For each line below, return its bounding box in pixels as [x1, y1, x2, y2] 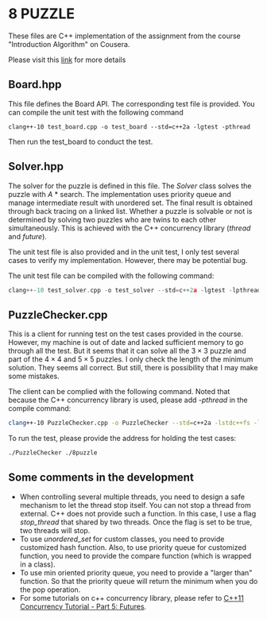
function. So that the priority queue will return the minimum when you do [19, 576, 258, 586]
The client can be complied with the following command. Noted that [8, 387, 230, 397]
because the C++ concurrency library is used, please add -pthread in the [8, 395, 248, 405]
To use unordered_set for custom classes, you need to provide [19, 534, 225, 544]
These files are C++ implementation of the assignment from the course [8, 31, 241, 41]
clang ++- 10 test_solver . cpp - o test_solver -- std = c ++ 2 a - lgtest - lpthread [8, 286, 261, 294]
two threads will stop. [19, 525, 91, 535]
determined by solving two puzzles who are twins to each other [8, 215, 217, 224]
